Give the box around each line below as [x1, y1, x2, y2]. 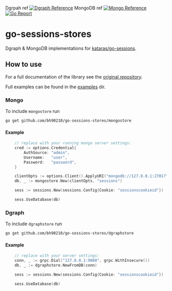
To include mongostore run [5, 108, 60, 114]
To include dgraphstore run [5, 221, 62, 227]
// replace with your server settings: [14, 253, 100, 259]
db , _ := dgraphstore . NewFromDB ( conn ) [14, 263, 97, 268]
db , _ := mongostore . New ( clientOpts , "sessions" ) [14, 179, 123, 184]
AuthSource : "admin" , [24, 150, 70, 155]
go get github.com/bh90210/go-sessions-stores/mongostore [5, 118, 132, 123]
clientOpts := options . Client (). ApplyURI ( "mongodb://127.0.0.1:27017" [14, 173, 168, 179]
